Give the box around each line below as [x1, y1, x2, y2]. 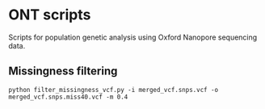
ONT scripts [8, 6, 91, 24]
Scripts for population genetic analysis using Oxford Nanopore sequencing [8, 32, 258, 42]
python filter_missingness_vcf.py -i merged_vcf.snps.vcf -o [8, 86, 219, 94]
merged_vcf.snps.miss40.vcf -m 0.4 [8, 93, 128, 101]
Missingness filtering [8, 65, 118, 78]
